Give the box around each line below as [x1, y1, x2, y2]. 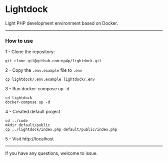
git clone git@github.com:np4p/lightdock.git [5, 59, 101, 64]
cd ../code [5, 118, 28, 123]
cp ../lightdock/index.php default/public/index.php [5, 127, 117, 132]
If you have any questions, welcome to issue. [5, 150, 98, 156]
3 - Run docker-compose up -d [5, 86, 70, 92]
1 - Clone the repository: [5, 49, 55, 55]
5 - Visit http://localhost [5, 136, 54, 142]
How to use [5, 37, 33, 44]
